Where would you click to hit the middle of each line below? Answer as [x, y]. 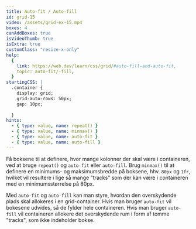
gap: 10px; [30, 104]
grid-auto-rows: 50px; [44, 98]
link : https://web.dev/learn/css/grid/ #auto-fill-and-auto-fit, [97, 66]
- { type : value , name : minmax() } [55, 131]
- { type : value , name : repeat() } [55, 126]
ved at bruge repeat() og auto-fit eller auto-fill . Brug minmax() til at [90, 165]
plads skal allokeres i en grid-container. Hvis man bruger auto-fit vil [89, 201]
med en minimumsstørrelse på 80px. [50, 184]
